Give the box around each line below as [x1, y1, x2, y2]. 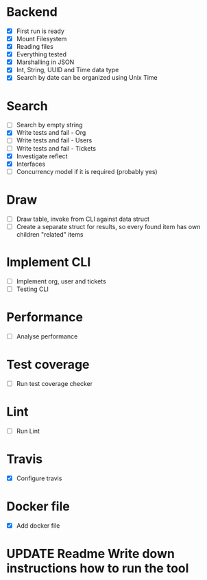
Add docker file [16, 521, 60, 530]
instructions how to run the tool [6, 561, 189, 577]
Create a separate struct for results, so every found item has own [16, 222, 201, 230]
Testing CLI [16, 285, 49, 293]
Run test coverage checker [16, 379, 93, 387]
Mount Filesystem [16, 35, 67, 43]
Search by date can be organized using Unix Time [16, 74, 158, 82]
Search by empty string [16, 121, 83, 129]
